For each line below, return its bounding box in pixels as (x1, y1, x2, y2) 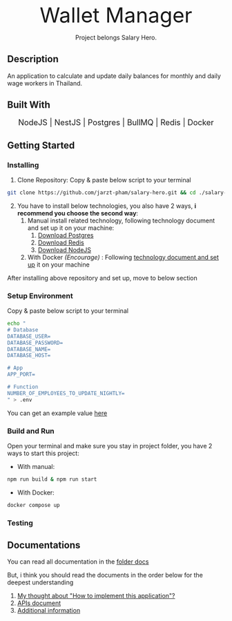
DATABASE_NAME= (7, 345, 51, 353)
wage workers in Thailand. (7, 79, 83, 87)
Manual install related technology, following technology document (27, 216, 215, 224)
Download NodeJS (37, 245, 92, 254)
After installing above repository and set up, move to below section (7, 274, 198, 282)
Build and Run (7, 426, 55, 436)
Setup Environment (7, 291, 74, 300)
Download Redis (37, 238, 84, 247)
